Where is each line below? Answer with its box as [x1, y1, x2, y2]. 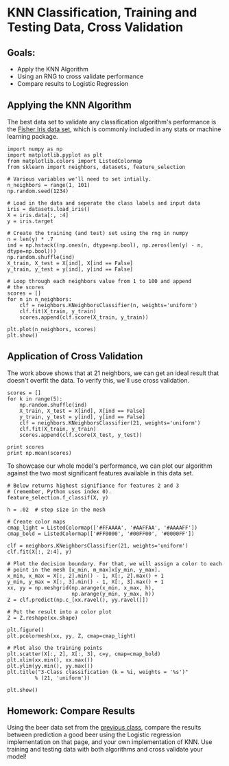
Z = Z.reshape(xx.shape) [7, 614, 78, 621]
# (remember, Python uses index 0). [7, 488, 112, 495]
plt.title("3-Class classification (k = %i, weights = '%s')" [7, 668, 189, 675]
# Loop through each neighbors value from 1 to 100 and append [7, 278, 192, 284]
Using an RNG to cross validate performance [16, 72, 144, 80]
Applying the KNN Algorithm [7, 100, 132, 111]
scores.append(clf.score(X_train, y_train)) [19, 314, 149, 321]
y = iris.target [7, 218, 53, 225]
